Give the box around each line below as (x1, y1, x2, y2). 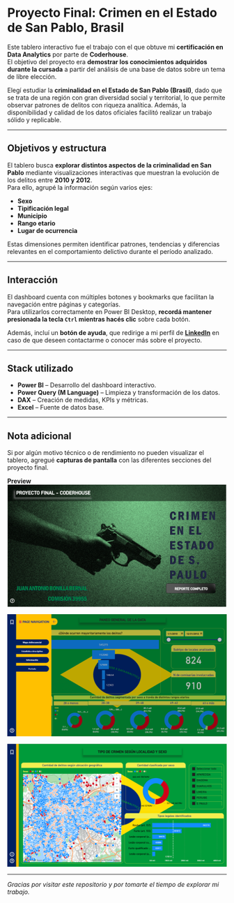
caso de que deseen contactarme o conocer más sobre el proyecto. (7, 336, 203, 344)
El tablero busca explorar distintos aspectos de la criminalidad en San (7, 161, 212, 169)
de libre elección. (7, 72, 57, 81)
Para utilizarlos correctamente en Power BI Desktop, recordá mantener (7, 307, 212, 315)
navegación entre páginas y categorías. (7, 300, 120, 308)
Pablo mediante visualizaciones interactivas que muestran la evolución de (7, 168, 219, 177)
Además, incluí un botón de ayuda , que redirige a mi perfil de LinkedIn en (7, 328, 219, 336)
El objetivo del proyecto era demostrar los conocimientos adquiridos (7, 57, 208, 66)
